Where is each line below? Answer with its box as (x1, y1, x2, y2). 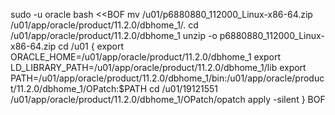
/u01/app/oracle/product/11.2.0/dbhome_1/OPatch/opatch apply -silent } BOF (10, 94, 326, 105)
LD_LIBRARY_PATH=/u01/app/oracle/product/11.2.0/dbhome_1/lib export (10, 62, 307, 73)
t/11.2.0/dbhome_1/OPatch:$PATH (10, 83, 148, 94)
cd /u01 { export (58, 40, 125, 52)
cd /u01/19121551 (148, 83, 219, 94)
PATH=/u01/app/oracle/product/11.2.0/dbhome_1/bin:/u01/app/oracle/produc (10, 72, 325, 84)
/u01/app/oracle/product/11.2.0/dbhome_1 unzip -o (10, 30, 218, 41)
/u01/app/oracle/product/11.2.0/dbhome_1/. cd (10, 19, 199, 31)
